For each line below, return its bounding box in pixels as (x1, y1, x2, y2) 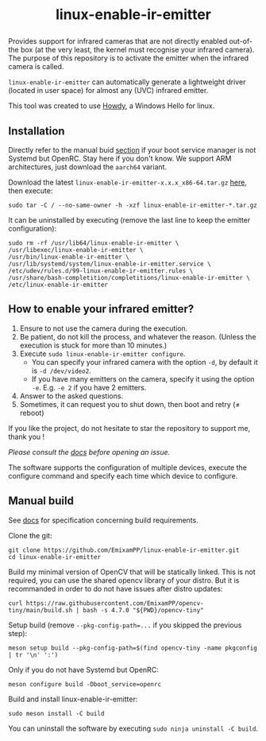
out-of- (229, 37, 253, 46)
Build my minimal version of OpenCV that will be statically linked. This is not (8, 567, 256, 576)
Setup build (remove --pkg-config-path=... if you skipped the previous (8, 620, 242, 630)
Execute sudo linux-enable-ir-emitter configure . (19, 348, 186, 359)
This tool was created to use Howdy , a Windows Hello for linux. (8, 101, 215, 111)
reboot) (19, 408, 45, 417)
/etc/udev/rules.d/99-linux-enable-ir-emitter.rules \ (8, 267, 194, 275)
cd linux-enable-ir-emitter (8, 553, 102, 561)
